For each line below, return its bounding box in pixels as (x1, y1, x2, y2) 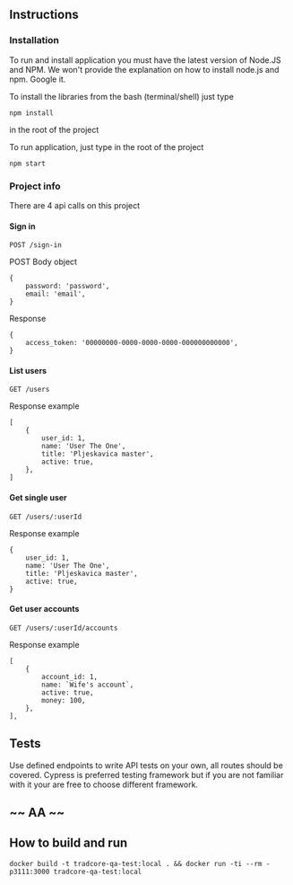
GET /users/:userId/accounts (9, 624, 118, 633)
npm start (9, 159, 47, 168)
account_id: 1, (41, 672, 99, 681)
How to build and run (9, 836, 128, 851)
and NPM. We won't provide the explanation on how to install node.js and (9, 64, 280, 75)
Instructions (9, 7, 79, 22)
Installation (9, 34, 60, 47)
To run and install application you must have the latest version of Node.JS (9, 54, 281, 66)
